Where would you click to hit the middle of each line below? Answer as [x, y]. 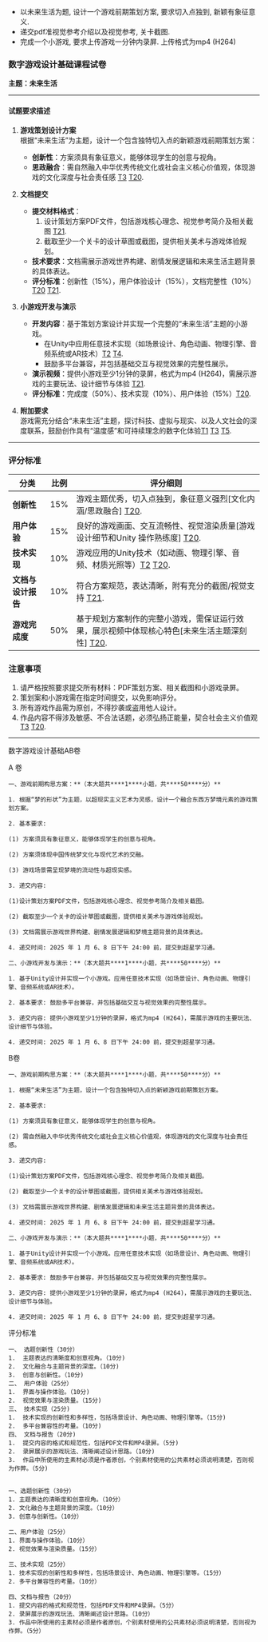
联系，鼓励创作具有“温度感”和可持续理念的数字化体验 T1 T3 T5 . [129, 430]
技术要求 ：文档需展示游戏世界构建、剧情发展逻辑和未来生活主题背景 [144, 261]
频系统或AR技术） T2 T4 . [83, 354]
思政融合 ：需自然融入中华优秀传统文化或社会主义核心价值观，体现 [140, 167]
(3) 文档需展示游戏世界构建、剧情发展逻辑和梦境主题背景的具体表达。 [108, 933]
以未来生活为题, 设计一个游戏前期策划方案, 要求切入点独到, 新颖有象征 [134, 12]
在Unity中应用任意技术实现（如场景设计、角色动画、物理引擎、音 [150, 343]
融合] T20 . [123, 510]
